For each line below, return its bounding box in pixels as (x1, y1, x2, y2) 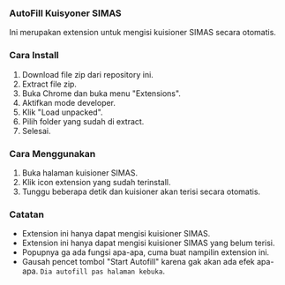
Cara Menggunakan (9, 147, 96, 160)
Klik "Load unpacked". (21, 107, 103, 117)
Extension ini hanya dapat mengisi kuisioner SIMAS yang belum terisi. (21, 237, 275, 249)
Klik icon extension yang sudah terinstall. (21, 176, 171, 187)
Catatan (9, 208, 44, 221)
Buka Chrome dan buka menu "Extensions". (21, 87, 181, 99)
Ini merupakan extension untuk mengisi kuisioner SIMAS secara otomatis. (9, 27, 276, 38)
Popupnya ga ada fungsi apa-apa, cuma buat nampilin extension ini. (21, 247, 270, 258)
